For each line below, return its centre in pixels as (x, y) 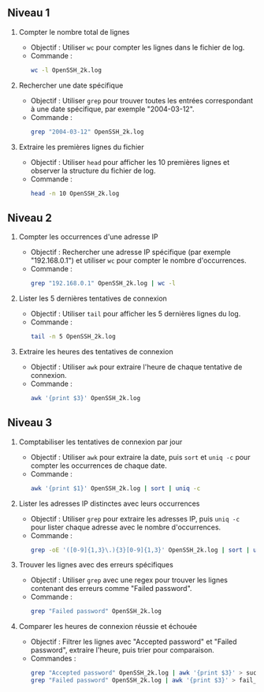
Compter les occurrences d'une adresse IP (88, 237)
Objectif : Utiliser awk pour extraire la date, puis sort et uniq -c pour (140, 457)
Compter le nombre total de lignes (74, 32)
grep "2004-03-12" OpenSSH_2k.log (87, 132)
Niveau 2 (30, 217)
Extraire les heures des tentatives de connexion (96, 352)
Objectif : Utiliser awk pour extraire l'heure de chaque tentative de (136, 367)
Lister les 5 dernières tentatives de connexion (93, 298)
